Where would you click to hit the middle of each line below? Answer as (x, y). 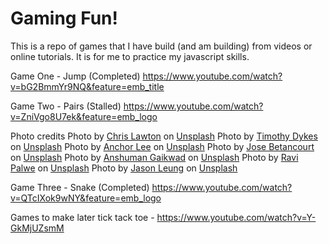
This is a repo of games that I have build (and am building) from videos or (161, 46)
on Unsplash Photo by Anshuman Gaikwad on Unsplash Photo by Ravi (154, 157)
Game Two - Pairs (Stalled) (66, 106)
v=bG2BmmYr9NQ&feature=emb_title (87, 86)
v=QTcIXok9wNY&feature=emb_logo (86, 198)
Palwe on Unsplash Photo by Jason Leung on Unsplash (124, 168)
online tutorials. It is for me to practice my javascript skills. (130, 56)
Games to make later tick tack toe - (82, 217)
